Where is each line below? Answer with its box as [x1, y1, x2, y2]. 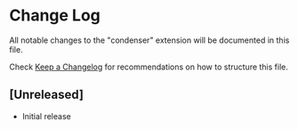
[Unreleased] [9, 87, 85, 102]
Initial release [21, 110, 71, 121]
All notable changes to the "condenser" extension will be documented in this [9, 35, 290, 45]
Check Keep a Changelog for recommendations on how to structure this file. [9, 61, 289, 72]
